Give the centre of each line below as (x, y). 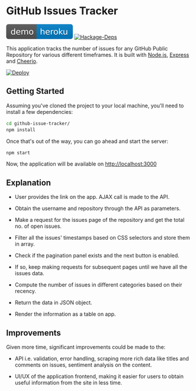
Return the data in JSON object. (54, 303)
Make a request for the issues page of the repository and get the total (99, 220)
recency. (25, 291)
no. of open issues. (38, 226)
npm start (18, 152)
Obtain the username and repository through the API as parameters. (97, 208)
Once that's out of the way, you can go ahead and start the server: (87, 141)
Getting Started (35, 91)
